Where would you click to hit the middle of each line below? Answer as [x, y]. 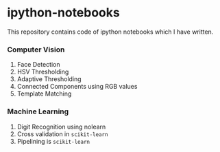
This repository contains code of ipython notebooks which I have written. [110, 32]
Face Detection [38, 65]
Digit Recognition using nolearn [61, 127]
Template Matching [44, 94]
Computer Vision [36, 50]
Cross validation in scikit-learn [62, 134]
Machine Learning [38, 111]
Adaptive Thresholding [49, 79]
